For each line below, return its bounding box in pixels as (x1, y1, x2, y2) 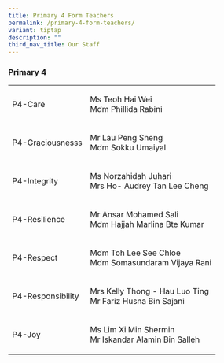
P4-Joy (12, 329, 41, 340)
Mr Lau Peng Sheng (90, 132, 163, 143)
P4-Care (12, 99, 46, 110)
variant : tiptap (8, 26, 61, 34)
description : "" (8, 33, 61, 42)
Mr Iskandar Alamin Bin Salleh (90, 334, 200, 345)
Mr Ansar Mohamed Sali (90, 209, 179, 220)
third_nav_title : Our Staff (8, 41, 101, 49)
